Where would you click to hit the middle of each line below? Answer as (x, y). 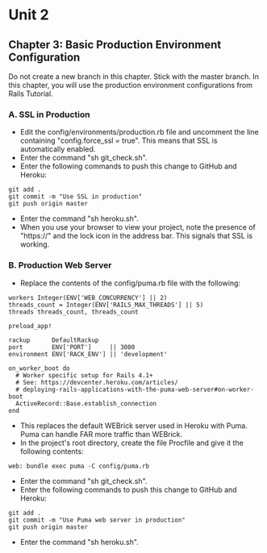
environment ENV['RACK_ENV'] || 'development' (88, 354)
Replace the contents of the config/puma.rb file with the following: (130, 283)
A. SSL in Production (49, 114)
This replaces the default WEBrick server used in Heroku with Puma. (133, 426)
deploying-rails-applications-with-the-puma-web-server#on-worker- (138, 389)
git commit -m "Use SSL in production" (75, 197)
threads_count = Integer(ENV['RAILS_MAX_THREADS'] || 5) (106, 305)
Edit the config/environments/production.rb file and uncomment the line (140, 132)
